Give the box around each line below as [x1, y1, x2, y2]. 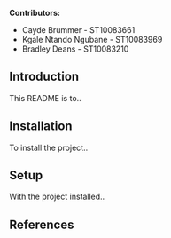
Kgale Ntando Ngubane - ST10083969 [21, 35, 163, 44]
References [9, 217, 74, 232]
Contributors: [9, 8, 60, 18]
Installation [9, 119, 73, 134]
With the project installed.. [9, 191, 105, 202]
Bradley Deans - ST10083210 [21, 44, 129, 54]
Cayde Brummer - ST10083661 [21, 25, 136, 35]
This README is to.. [9, 92, 82, 103]
